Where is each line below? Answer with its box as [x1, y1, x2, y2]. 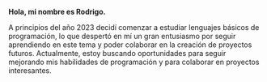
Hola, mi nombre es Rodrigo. [8, 7, 106, 16]
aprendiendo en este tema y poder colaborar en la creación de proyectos [8, 40, 252, 50]
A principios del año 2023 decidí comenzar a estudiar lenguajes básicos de [8, 23, 260, 32]
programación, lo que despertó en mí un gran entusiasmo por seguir [8, 32, 236, 41]
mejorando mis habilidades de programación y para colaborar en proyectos [8, 57, 260, 67]
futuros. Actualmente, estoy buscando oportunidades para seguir [8, 49, 227, 58]
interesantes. [8, 66, 53, 76]
